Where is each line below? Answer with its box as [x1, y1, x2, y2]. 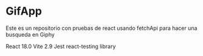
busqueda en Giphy [5, 30, 55, 38]
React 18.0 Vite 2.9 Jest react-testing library [5, 43, 116, 50]
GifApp [5, 4, 43, 18]
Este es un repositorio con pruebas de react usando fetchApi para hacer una [5, 24, 198, 32]
